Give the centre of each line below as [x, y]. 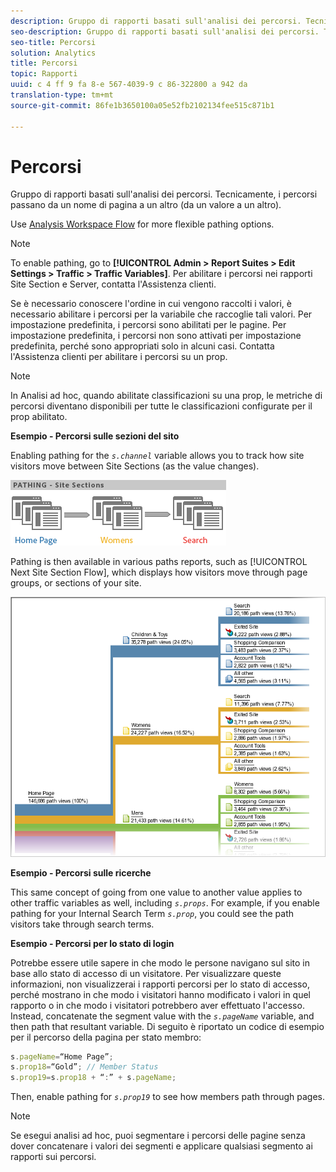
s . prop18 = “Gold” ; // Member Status [84, 1067]
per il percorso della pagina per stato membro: [106, 1037]
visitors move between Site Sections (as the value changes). [135, 466]
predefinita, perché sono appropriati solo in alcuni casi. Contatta [142, 346]
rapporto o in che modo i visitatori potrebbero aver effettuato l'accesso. [157, 1005]
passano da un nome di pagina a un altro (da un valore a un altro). [146, 205]
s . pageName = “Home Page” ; [62, 1056]
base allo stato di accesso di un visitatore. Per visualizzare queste [146, 973]
